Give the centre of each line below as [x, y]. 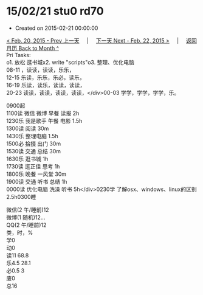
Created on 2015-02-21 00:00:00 [57, 28]
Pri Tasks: [19, 55]
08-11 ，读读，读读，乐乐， [40, 70]
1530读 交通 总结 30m [34, 151]
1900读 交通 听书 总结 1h [37, 181]
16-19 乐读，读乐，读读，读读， [46, 85]
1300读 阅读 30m [28, 128]
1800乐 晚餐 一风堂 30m [36, 174]
